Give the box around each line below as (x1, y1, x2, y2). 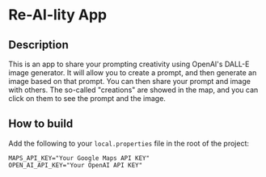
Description (8, 38, 69, 52)
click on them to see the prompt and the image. (8, 94, 166, 103)
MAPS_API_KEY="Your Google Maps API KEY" (8, 154, 150, 162)
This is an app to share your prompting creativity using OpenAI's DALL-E (8, 59, 250, 69)
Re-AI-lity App (8, 6, 108, 24)
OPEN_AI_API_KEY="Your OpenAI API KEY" (8, 161, 143, 169)
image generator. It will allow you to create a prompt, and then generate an (8, 68, 257, 78)
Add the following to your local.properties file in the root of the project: (8, 138, 249, 148)
